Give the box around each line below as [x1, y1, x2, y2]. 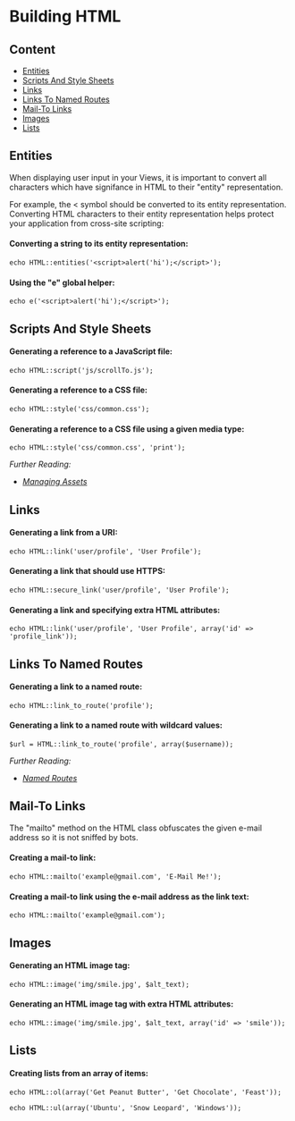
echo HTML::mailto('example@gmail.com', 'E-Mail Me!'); [9, 872, 222, 881]
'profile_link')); [9, 632, 78, 641]
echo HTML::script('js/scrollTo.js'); [9, 366, 154, 375]
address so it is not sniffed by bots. [9, 831, 139, 842]
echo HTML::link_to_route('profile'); [9, 701, 154, 710]
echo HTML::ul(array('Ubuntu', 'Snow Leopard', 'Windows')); [9, 1103, 242, 1112]
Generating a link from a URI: [9, 527, 118, 538]
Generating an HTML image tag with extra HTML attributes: [9, 999, 234, 1009]
